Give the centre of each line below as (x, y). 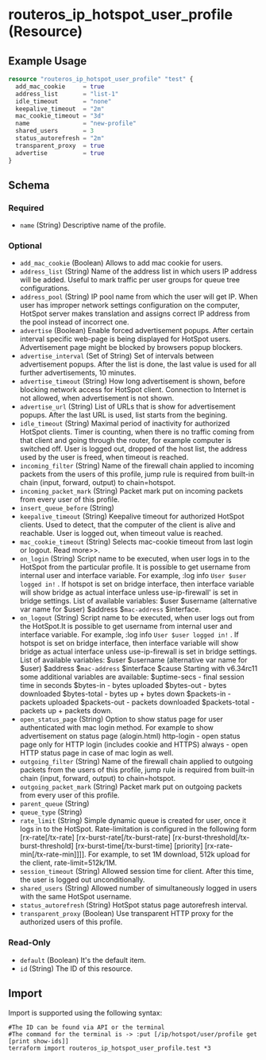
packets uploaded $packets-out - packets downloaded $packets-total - (137, 702)
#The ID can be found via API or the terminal (87, 1027)
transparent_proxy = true (60, 146)
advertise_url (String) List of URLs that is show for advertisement (127, 406)
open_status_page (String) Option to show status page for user (121, 719)
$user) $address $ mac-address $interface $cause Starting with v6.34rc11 (139, 669)
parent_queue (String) (54, 804)
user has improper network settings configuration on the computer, (130, 305)
